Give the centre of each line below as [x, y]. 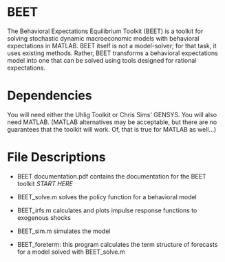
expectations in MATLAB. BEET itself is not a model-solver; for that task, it [112, 46]
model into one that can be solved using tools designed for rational [102, 60]
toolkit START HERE [45, 183]
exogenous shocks [44, 217]
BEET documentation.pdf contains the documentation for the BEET [111, 176]
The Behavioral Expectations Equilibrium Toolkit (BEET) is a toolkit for [105, 31]
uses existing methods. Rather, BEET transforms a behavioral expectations [112, 53]
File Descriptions [56, 158]
